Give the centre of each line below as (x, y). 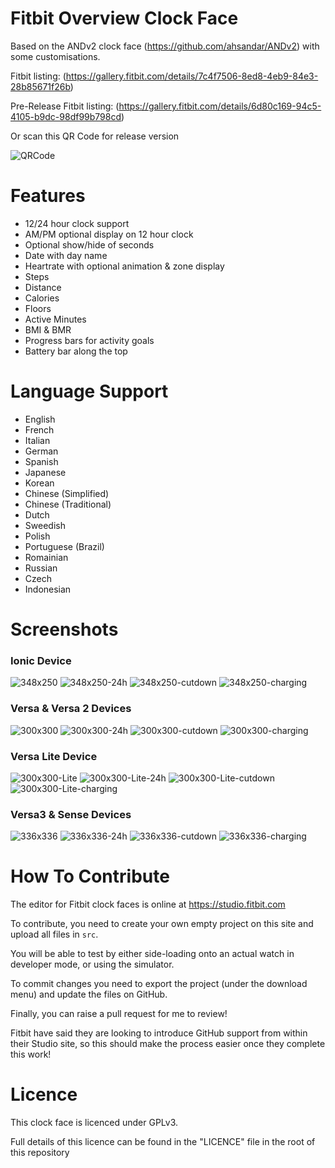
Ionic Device (41, 660)
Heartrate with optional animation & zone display (124, 266)
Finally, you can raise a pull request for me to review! (119, 1014)
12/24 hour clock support (77, 223)
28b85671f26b (40, 86)
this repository (40, 1153)
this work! (31, 1054)
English (40, 419)
